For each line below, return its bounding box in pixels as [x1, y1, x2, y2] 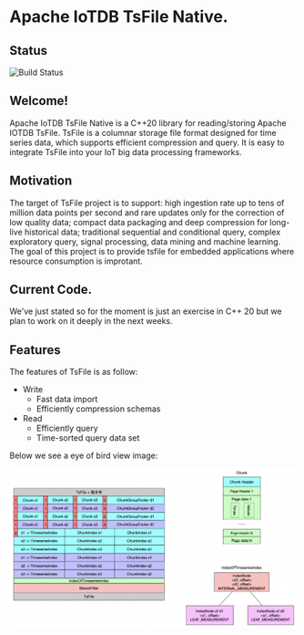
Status [9, 43, 48, 58]
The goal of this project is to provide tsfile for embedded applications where [9, 245, 295, 256]
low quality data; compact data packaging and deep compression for [9, 216, 269, 227]
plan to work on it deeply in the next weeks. [9, 316, 173, 327]
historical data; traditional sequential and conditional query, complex [24, 226, 281, 237]
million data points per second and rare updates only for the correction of [9, 207, 285, 218]
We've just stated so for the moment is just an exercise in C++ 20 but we [9, 306, 282, 317]
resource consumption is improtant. [9, 255, 143, 266]
